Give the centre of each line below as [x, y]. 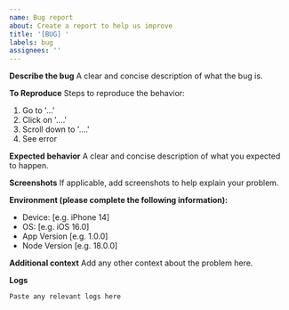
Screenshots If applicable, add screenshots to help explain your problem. [144, 183]
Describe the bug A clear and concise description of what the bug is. [136, 76]
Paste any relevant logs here [65, 297]
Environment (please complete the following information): [119, 200]
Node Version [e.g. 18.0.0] [70, 246]
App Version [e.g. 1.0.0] [65, 236]
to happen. [29, 166]
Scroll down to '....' [56, 129]
